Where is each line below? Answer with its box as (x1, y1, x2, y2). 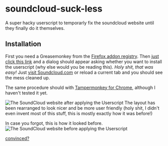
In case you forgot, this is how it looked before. (5, 120, 103, 126)
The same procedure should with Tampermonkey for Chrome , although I (5, 84, 155, 90)
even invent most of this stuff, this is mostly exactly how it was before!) (5, 110, 153, 116)
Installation (5, 40, 41, 48)
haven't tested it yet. (5, 89, 48, 96)
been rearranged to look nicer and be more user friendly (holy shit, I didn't (5, 105, 160, 111)
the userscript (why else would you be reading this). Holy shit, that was (5, 64, 154, 70)
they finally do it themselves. (5, 25, 65, 31)
